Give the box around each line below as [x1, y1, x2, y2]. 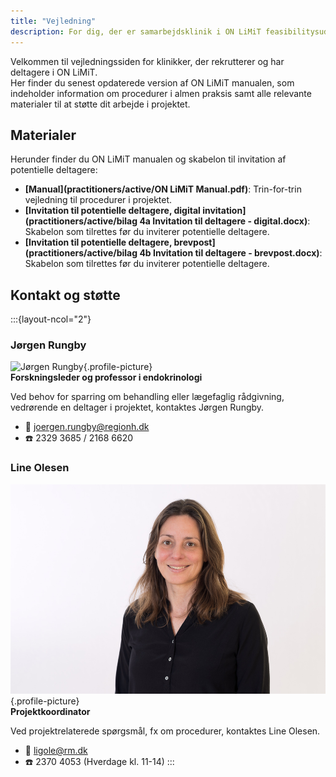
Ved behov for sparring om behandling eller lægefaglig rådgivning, [10, 391, 285, 403]
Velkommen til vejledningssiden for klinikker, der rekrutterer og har [10, 55, 285, 67]
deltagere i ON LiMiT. [10, 66, 98, 78]
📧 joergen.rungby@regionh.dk [24, 421, 150, 433]
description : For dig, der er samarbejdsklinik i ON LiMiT [10, 26, 262, 37]
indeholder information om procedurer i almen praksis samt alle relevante [10, 87, 312, 99]
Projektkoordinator [10, 706, 91, 718]
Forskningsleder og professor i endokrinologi [10, 371, 203, 384]
